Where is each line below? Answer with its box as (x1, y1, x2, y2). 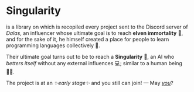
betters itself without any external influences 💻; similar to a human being (6, 59, 183, 66)
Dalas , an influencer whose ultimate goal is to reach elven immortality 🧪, (6, 29, 183, 36)
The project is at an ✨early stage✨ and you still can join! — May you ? (6, 79, 174, 86)
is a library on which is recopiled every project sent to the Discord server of (6, 23, 189, 30)
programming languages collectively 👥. (6, 42, 101, 49)
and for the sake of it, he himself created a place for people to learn (6, 36, 169, 43)
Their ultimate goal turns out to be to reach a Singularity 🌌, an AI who (6, 53, 175, 60)
